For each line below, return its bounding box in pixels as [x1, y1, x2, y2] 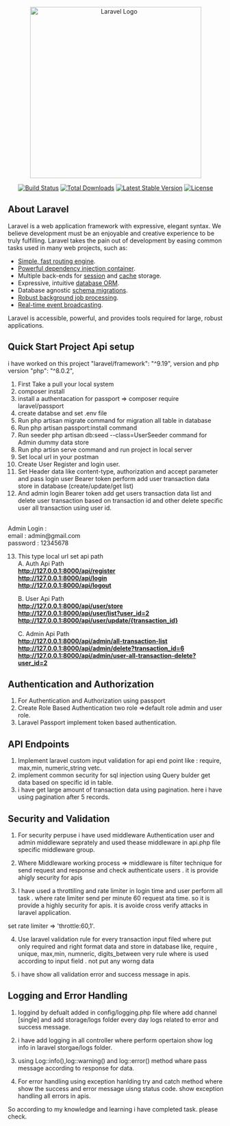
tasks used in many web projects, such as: [8, 243, 128, 252]
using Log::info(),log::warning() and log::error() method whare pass [17, 1056, 207, 1065]
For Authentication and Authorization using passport [17, 696, 166, 705]
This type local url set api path [17, 552, 103, 560]
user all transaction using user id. [17, 504, 112, 512]
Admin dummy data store [17, 438, 90, 446]
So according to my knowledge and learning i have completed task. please [8, 1105, 218, 1113]
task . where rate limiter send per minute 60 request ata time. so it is [17, 894, 210, 903]
